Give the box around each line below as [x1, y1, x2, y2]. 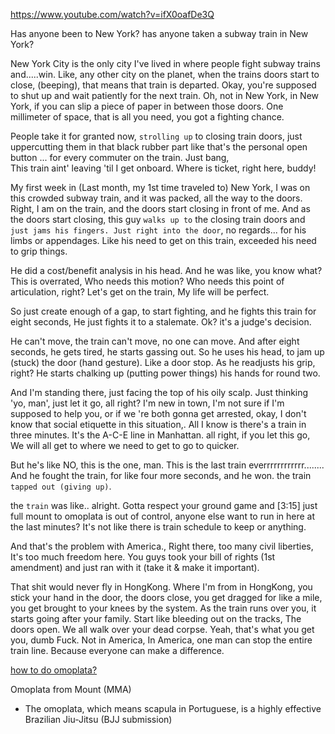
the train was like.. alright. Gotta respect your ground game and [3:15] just [10, 500, 318, 511]
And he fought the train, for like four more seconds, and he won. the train [10, 470, 312, 481]
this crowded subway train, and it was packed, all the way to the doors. [10, 192, 303, 204]
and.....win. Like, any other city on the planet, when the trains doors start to [10, 69, 320, 80]
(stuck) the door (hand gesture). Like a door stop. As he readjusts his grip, [10, 357, 316, 368]
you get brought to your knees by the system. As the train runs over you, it [10, 602, 317, 614]
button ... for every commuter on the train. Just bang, [10, 152, 230, 163]
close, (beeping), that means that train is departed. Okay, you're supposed [10, 79, 317, 91]
